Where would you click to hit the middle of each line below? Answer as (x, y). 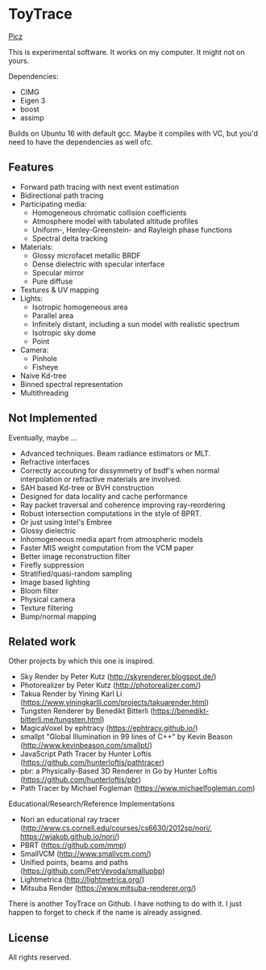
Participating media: (53, 204)
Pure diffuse (52, 281)
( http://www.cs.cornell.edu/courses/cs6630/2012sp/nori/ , (116, 828)
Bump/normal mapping (58, 616)
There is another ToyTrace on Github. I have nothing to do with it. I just (125, 904)
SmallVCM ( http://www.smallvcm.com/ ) (85, 854)
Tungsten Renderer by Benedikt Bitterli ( (86, 711)
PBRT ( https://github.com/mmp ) (73, 846)
